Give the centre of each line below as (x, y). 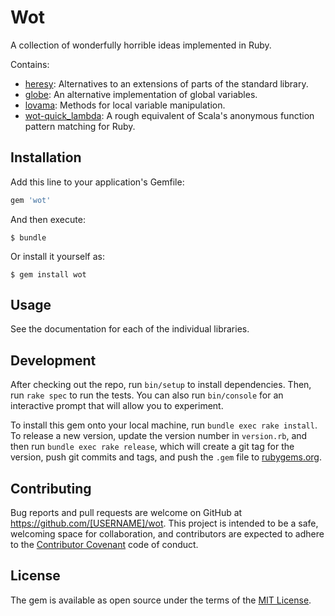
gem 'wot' (31, 200)
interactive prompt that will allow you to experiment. (117, 406)
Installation (46, 157)
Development (53, 360)
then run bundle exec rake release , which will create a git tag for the (152, 447)
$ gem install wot (48, 274)
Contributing (51, 488)
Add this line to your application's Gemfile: (97, 182)
